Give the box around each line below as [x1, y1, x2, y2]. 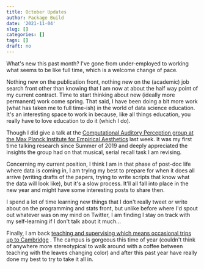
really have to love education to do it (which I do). [6, 117, 131, 124]
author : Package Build [6, 15, 64, 21]
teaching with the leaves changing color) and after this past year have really [6, 249, 197, 256]
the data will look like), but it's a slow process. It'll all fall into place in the [6, 180, 189, 187]
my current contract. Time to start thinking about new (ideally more [6, 91, 175, 98]
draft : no [6, 43, 32, 50]
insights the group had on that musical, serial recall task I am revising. [6, 148, 182, 156]
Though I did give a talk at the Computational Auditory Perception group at [6, 129, 194, 136]
